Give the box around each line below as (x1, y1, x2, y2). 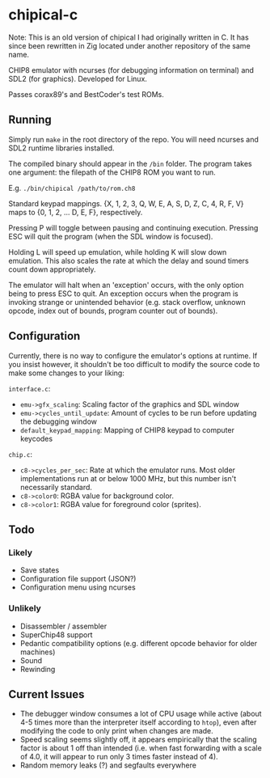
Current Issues (8, 687, 85, 701)
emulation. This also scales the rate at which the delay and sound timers (8, 256, 249, 265)
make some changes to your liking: (8, 368, 125, 378)
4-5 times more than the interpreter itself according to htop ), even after (19, 717, 257, 727)
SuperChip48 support (19, 629, 93, 640)
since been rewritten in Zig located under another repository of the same (8, 40, 251, 50)
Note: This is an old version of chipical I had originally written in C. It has (8, 32, 249, 42)
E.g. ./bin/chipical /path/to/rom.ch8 (8, 183, 136, 192)
